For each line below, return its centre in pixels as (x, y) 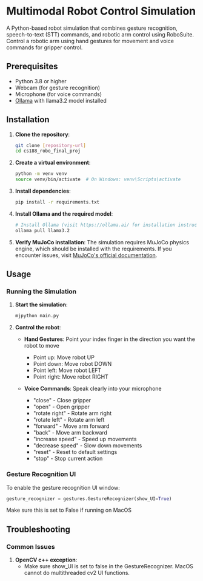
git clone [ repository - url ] (50, 145)
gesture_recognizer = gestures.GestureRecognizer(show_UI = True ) (89, 499)
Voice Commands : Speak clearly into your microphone (93, 389)
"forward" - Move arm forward (71, 426)
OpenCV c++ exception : (46, 560)
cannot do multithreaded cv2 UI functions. (77, 573)
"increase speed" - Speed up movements (85, 439)
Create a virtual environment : (53, 163)
